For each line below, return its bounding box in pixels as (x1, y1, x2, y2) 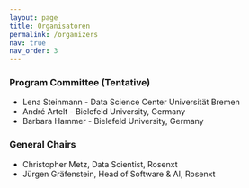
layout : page (9, 13, 58, 22)
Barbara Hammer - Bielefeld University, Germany (22, 116, 204, 127)
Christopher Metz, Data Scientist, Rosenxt (22, 158, 178, 169)
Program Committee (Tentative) (9, 76, 151, 89)
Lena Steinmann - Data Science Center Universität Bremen (22, 96, 240, 108)
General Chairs (9, 139, 76, 151)
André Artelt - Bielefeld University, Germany (22, 106, 186, 117)
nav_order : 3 (9, 47, 58, 56)
